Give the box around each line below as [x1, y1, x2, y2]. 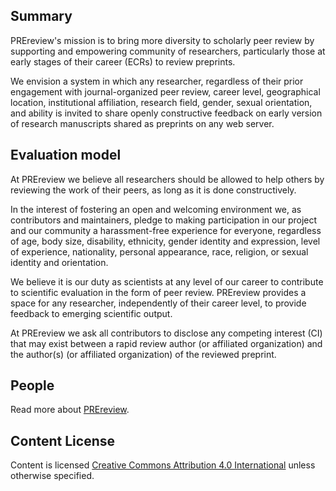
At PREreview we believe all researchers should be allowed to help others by [10, 173, 325, 185]
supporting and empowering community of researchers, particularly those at [10, 45, 326, 57]
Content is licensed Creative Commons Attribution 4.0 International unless [10, 459, 316, 471]
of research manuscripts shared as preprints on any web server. [10, 117, 275, 129]
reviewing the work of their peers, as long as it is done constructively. [10, 184, 297, 196]
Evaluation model [10, 147, 122, 164]
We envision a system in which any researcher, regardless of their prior [10, 75, 304, 87]
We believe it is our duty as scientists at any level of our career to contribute [10, 275, 324, 288]
